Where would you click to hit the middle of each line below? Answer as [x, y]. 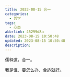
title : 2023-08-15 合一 [28, 9]
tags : [10, 23]
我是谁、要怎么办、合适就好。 [34, 70]
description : [18, 45]
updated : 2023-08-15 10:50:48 [35, 41]
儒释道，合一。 [20, 59]
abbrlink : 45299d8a [24, 32]
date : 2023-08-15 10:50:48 [32, 37]
